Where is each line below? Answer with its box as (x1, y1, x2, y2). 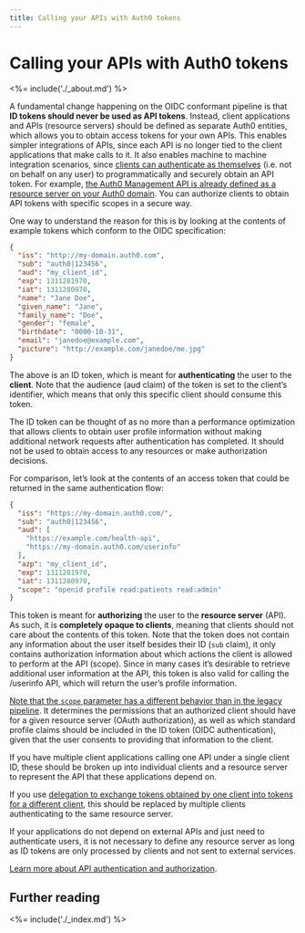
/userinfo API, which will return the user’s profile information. (9, 677, 238, 689)
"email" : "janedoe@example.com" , (17, 336, 145, 345)
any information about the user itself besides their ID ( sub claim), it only (9, 639, 276, 650)
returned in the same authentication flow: (9, 482, 164, 493)
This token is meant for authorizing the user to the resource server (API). (9, 610, 287, 621)
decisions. (9, 455, 48, 466)
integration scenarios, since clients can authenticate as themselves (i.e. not (9, 159, 292, 170)
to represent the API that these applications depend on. (9, 771, 217, 782)
